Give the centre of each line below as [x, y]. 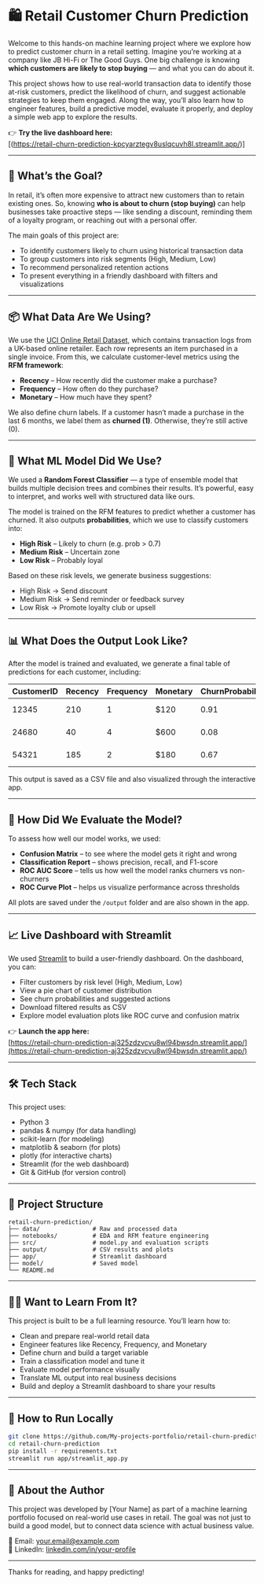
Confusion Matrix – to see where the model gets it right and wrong [128, 854]
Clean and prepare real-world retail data [84, 1336]
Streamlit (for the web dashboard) [74, 1164]
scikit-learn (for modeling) [62, 1139]
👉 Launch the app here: [49, 1031]
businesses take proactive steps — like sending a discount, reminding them [130, 212]
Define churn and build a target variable [84, 1353]
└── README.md [31, 1271]
